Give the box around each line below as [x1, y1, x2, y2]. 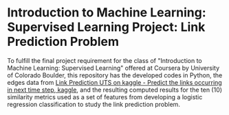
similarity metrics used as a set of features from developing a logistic [7, 92, 203, 101]
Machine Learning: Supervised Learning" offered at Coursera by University [7, 64, 220, 72]
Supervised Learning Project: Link [7, 19, 206, 35]
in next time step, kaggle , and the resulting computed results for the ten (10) [7, 86, 222, 94]
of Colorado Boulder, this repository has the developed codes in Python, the [7, 71, 223, 79]
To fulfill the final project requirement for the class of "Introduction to [7, 56, 202, 64]
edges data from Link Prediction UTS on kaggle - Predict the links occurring [7, 78, 222, 86]
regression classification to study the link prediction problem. [7, 100, 181, 108]
